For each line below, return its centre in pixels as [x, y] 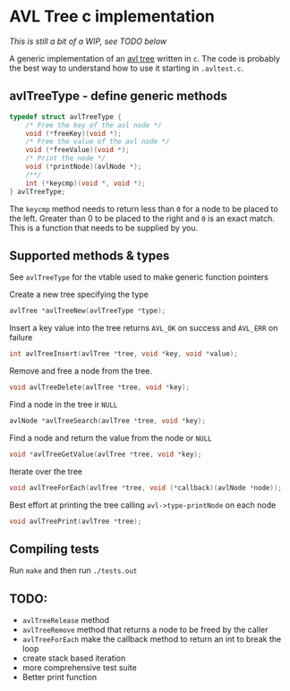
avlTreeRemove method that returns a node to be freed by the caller [145, 630]
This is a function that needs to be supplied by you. [104, 228]
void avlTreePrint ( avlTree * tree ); [76, 521]
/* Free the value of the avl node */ [98, 142]
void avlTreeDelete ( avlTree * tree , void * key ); [100, 388]
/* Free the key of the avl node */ [94, 125]
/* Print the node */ [65, 158]
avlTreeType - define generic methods [119, 96]
